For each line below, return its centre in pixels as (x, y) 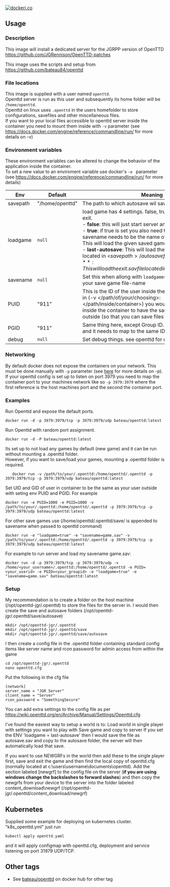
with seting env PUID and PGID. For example (51, 493)
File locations (22, 82)
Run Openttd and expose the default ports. (50, 411)
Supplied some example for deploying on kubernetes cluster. (69, 821)
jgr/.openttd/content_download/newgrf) (46, 793)
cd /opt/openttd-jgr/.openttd (37, 664)
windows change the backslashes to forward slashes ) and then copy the (83, 777)
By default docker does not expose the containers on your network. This (81, 366)
